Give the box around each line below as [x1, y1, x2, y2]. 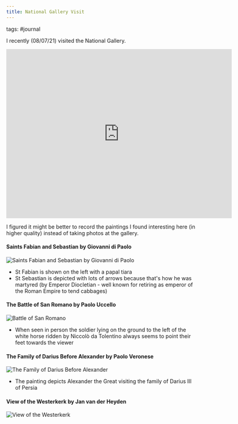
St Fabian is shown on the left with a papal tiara [14, 268, 132, 275]
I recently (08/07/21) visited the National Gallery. [6, 37, 126, 44]
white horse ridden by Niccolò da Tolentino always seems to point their [14, 333, 191, 340]
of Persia [14, 384, 38, 392]
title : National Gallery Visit [6, 8, 85, 15]
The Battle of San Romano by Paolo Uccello [6, 301, 116, 309]
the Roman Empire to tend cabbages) [14, 287, 108, 295]
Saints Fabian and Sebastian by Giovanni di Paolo [6, 243, 132, 250]
